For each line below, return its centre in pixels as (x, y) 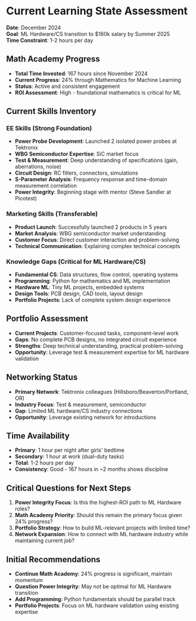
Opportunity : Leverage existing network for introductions (85, 417)
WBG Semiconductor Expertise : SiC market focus (77, 154)
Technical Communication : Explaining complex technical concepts (97, 246)
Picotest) (26, 198)
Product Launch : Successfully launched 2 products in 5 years (91, 227)
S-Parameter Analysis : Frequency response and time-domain (91, 179)
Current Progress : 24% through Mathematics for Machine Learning (98, 79)
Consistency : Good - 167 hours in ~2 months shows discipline (91, 469)
